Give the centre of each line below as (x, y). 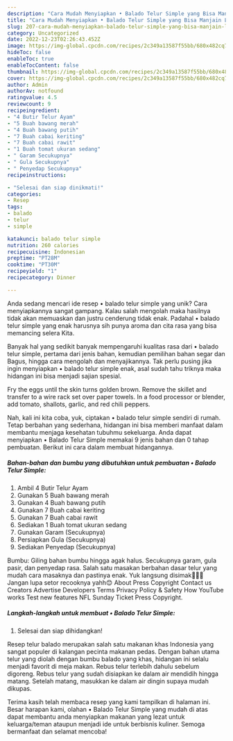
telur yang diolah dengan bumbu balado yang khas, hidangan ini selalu (108, 659)
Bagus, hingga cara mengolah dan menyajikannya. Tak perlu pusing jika (110, 361)
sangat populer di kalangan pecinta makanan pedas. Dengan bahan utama (113, 651)
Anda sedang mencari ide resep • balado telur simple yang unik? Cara (107, 303)
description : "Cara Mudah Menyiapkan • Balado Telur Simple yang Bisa (111, 14)
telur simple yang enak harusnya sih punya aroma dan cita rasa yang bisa (112, 325)
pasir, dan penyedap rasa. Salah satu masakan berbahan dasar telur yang (112, 567)
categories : (24, 194)
